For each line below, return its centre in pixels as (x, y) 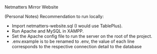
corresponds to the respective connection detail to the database (77, 46)
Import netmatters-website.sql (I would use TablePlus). (67, 26)
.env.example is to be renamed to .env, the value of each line (73, 41)
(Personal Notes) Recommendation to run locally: (54, 16)
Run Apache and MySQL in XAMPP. (48, 31)
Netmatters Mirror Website (31, 7)
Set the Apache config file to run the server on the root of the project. (82, 36)
